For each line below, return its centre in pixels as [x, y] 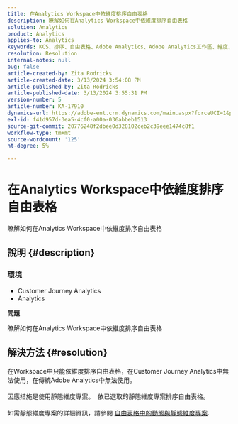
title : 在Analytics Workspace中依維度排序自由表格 [78, 14]
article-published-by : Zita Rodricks [63, 87]
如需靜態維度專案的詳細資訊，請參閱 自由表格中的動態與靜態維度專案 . [108, 413]
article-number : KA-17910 [45, 107]
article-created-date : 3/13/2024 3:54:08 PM [74, 80]
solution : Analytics [38, 27]
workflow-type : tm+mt [39, 133]
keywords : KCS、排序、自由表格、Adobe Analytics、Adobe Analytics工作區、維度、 [120, 47]
